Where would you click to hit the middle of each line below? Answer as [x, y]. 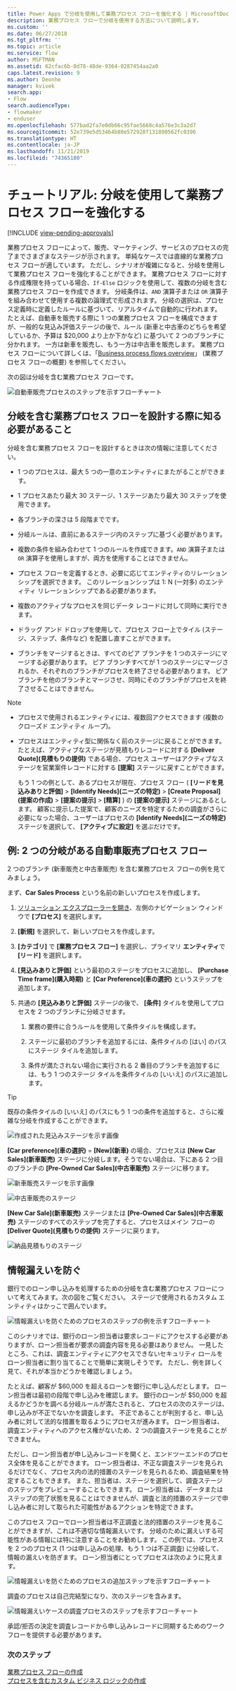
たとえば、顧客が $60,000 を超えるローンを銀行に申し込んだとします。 [110, 1386]
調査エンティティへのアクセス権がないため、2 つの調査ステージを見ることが [117, 1430]
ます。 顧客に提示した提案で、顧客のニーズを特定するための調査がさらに [123, 809]
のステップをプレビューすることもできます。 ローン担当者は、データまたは [115, 1489]
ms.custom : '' [28, 27]
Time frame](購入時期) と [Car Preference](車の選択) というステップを [120, 979]
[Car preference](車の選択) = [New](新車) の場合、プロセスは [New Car [111, 1151]
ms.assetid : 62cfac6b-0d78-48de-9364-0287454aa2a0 [83, 66]
